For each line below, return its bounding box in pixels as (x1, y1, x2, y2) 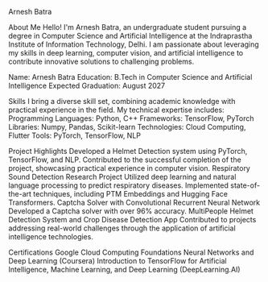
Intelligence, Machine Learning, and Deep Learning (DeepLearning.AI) (8, 265, 241, 274)
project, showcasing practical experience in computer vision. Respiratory (8, 164, 251, 172)
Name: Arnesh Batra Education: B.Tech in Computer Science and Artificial (8, 73, 253, 81)
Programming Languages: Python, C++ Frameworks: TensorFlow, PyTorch (8, 114, 255, 123)
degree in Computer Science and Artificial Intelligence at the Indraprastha (8, 31, 253, 40)
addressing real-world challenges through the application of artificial (8, 223, 236, 233)
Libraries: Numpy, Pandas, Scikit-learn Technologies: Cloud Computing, (8, 122, 246, 131)
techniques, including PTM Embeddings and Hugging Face (33, 189, 228, 198)
